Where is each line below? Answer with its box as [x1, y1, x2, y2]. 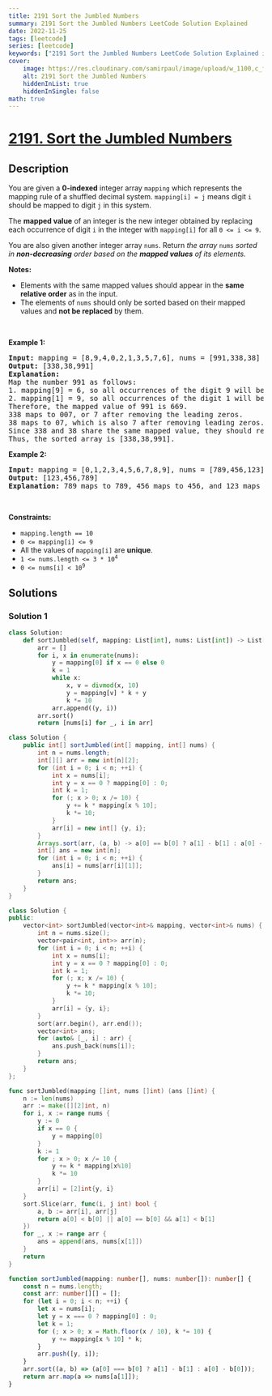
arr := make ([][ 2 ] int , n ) [23, 1102, 111, 1110]
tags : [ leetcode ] [8, 34, 67, 43]
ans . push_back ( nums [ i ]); [51, 1042, 136, 1050]
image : [23, 65, 45, 73]
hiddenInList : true [23, 79, 89, 88]
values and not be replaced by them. [19, 306, 144, 316]
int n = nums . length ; [37, 749, 111, 758]
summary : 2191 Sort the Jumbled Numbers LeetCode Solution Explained [8, 19, 249, 28]
